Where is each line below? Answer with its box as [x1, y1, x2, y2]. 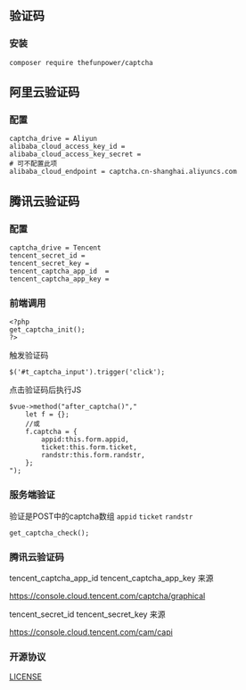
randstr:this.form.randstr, [41, 451, 145, 460]
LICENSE [9, 671, 43, 682]
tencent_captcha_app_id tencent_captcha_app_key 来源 [9, 572, 214, 583]
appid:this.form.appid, [41, 435, 129, 444]
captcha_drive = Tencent [9, 243, 102, 252]
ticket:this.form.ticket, [41, 443, 138, 452]
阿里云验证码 [9, 85, 80, 100]
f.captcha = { [25, 427, 78, 437]
